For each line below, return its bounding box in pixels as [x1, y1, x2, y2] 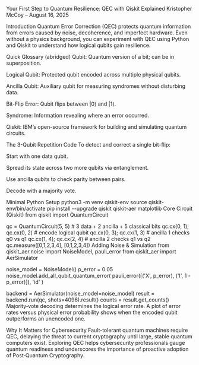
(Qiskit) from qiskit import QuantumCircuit [6, 211, 109, 218]
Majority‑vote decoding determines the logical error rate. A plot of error [6, 303, 181, 309]
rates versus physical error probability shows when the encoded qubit [6, 309, 178, 316]
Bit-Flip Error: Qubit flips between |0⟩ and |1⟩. [6, 100, 116, 107]
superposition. [6, 59, 42, 66]
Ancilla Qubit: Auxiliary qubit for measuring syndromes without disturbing [6, 82, 186, 90]
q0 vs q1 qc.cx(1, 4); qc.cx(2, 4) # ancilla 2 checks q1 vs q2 [6, 236, 151, 242]
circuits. [6, 130, 26, 137]
